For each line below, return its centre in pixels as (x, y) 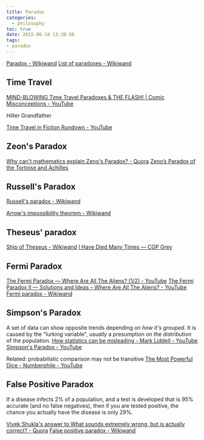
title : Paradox (25, 12)
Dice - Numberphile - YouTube (45, 365)
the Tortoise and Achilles (37, 168)
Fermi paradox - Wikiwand (39, 294)
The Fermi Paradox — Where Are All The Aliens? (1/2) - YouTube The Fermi (100, 280)
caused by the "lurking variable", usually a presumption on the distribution (99, 334)
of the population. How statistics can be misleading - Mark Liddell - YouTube (102, 340)
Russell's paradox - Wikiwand (43, 201)
